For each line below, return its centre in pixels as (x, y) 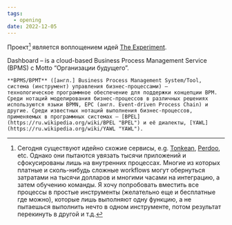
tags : (15, 13)
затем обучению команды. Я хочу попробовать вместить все (108, 185)
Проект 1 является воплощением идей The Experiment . (87, 47)
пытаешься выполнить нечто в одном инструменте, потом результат (119, 207)
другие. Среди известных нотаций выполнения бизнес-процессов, (100, 111)
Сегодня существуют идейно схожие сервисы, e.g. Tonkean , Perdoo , (119, 148)
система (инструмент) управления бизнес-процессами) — (88, 87)
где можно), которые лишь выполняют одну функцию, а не (104, 199)
